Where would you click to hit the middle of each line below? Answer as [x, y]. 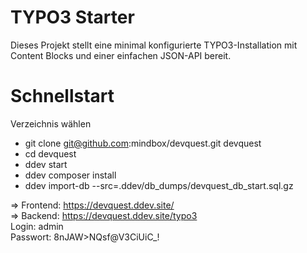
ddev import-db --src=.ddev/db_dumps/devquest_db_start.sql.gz [159, 185]
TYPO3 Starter [72, 17]
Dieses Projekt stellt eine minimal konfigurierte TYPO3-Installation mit [154, 45]
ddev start [46, 164]
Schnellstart [62, 96]
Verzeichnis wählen [51, 123]
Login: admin [37, 226]
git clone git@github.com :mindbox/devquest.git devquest [143, 143]
